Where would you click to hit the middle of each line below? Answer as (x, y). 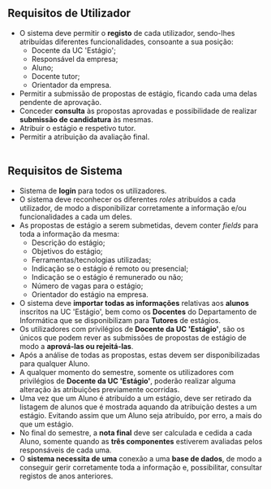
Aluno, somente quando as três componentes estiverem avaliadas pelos (141, 441)
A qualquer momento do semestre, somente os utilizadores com (127, 372)
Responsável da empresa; (75, 59)
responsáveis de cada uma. (65, 450)
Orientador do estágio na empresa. (90, 294)
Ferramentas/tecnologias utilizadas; (91, 260)
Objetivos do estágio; (67, 251)
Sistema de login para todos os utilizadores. (93, 190)
